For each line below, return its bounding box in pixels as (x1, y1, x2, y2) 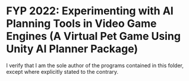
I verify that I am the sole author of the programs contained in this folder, (6, 61, 184, 69)
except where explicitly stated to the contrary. (6, 68, 119, 75)
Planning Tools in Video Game (6, 17, 157, 30)
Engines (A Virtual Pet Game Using (6, 30, 181, 43)
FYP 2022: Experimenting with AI (6, 4, 174, 18)
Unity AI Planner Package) (6, 42, 138, 56)
